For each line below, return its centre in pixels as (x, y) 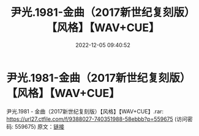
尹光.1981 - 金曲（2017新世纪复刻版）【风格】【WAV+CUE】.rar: (85, 111)
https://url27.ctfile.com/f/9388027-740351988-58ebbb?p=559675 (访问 (97, 119)
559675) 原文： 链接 (39, 126)
